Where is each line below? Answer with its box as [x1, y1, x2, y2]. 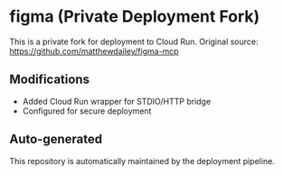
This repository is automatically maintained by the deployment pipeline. [9, 155, 276, 166]
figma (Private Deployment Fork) [9, 6, 260, 27]
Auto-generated [9, 132, 102, 147]
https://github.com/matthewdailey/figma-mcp [9, 45, 179, 56]
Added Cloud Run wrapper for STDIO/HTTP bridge [22, 96, 212, 106]
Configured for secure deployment [22, 106, 152, 116]
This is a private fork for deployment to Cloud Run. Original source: [9, 36, 259, 47]
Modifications [9, 72, 90, 87]
